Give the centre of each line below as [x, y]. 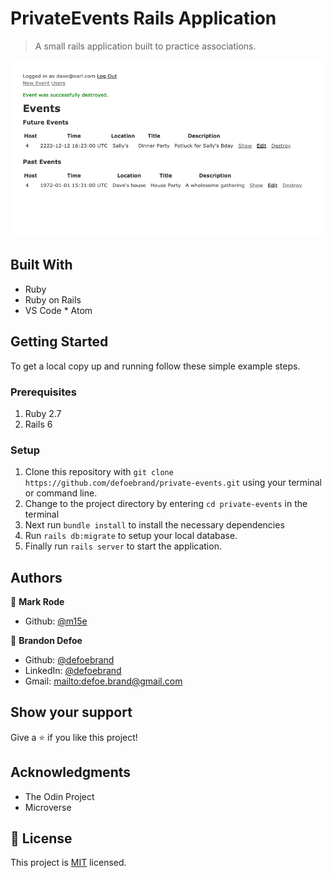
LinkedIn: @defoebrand [73, 671]
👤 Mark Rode [37, 602]
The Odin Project [59, 796]
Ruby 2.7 [43, 413]
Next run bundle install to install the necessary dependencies [154, 525]
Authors [36, 577]
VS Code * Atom [58, 310]
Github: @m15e [56, 621]
